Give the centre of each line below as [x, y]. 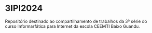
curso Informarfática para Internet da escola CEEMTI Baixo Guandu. [72, 26]
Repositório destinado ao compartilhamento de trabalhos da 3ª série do [76, 21]
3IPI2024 [24, 8]
